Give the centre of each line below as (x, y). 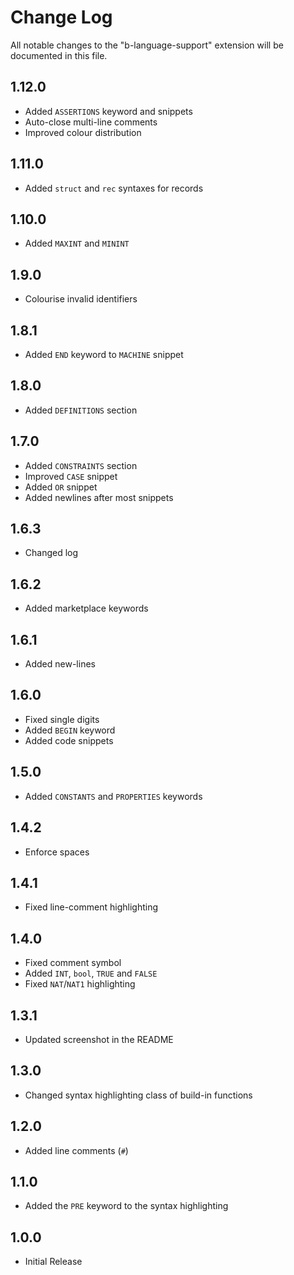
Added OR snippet (61, 487)
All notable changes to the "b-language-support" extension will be (147, 45)
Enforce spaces (57, 852)
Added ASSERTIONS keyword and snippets (108, 111)
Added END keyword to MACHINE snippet (104, 354)
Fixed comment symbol (73, 963)
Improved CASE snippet (71, 476)
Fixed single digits (62, 719)
